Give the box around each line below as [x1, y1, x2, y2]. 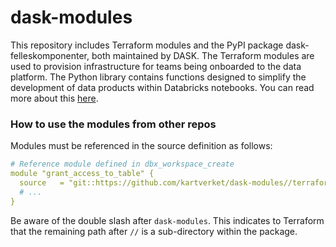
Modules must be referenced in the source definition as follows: [10, 140, 273, 152]
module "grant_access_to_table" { [10, 169, 155, 179]
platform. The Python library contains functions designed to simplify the [10, 71, 307, 83]
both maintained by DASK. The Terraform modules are [91, 49, 315, 61]
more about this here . [10, 92, 99, 104]
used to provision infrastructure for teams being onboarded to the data [10, 60, 302, 72]
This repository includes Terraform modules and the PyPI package [10, 39, 284, 51]
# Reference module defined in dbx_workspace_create [10, 159, 235, 170]
